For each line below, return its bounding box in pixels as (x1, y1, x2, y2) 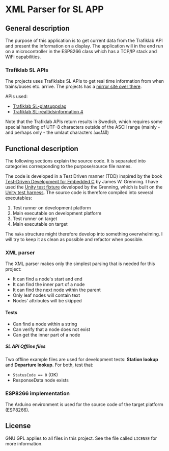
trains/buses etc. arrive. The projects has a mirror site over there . (5, 83, 142, 90)
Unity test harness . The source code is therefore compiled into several (5, 189, 153, 196)
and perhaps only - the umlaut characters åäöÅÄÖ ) (5, 129, 109, 136)
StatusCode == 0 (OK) (12, 371, 59, 377)
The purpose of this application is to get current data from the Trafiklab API (5, 37, 163, 43)
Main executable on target (12, 221, 68, 227)
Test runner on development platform (12, 205, 91, 211)
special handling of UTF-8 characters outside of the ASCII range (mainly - (5, 124, 160, 130)
